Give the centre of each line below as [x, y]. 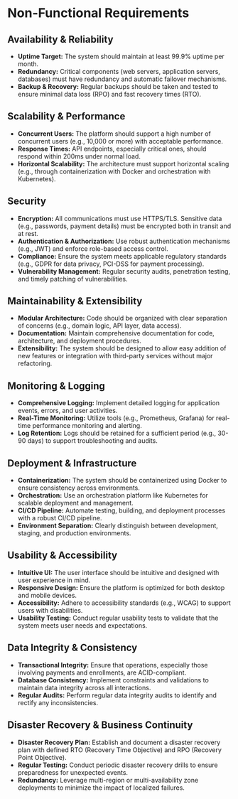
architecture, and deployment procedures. [80, 341]
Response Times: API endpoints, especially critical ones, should [112, 149]
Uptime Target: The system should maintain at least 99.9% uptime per [121, 56]
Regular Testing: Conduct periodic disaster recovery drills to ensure [118, 765]
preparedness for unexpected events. [73, 772]
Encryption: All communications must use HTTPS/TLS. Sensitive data [120, 218]
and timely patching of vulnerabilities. [72, 279]
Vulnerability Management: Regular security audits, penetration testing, [124, 271]
